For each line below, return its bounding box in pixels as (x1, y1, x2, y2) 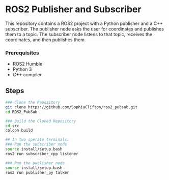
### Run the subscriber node (5, 142, 67, 147)
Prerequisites (5, 49, 39, 56)
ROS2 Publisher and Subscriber (5, 4, 142, 15)
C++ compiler (12, 72, 42, 78)
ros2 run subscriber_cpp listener (5, 151, 79, 156)
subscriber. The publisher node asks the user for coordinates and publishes (5, 25, 164, 32)
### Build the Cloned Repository (5, 118, 76, 124)
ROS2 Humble (12, 61, 43, 67)
